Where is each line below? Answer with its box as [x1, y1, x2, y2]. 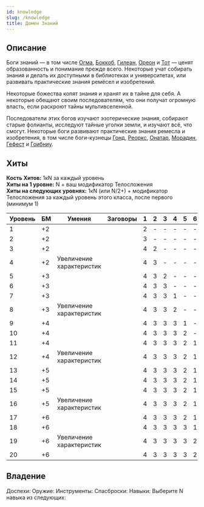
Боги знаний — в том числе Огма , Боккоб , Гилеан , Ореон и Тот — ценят [6, 59, 193, 66]
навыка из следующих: [6, 494, 66, 501]
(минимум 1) [6, 200, 39, 207]
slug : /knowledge [6, 15, 50, 21]
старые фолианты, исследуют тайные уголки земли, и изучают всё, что [6, 121, 192, 128]
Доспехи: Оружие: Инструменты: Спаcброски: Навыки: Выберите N [6, 487, 183, 494]
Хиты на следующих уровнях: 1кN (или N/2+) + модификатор [6, 187, 168, 195]
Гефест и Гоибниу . [6, 140, 53, 148]
